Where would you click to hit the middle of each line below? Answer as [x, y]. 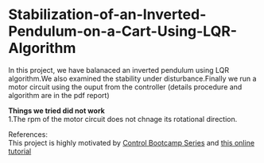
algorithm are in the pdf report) [59, 95]
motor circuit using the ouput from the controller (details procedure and [125, 87]
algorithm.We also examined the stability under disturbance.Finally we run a [132, 78]
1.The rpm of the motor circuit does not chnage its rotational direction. [123, 119]
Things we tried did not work [56, 110]
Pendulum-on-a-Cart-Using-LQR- [122, 31]
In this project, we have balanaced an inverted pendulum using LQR [118, 70]
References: [28, 134]
